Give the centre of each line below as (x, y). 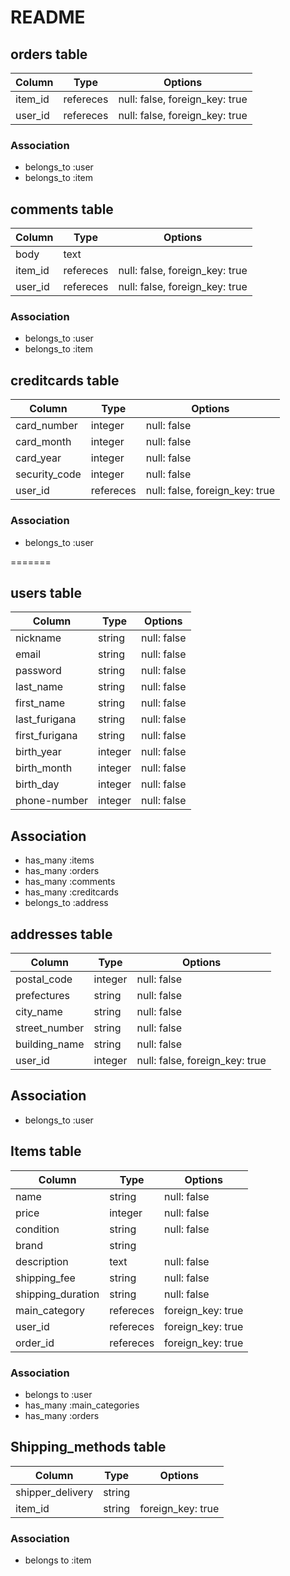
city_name (39, 1011)
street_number (50, 1028)
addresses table (61, 934)
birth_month (44, 768)
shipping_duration (57, 1294)
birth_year (38, 752)
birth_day (37, 784)
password (38, 671)
